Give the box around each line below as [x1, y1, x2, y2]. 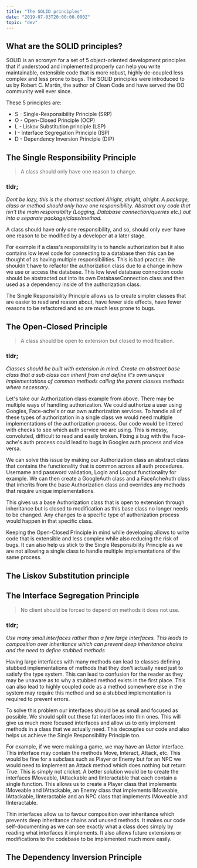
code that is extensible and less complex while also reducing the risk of [6, 535, 179, 542]
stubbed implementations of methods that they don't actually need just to [6, 664, 184, 671]
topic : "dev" [6, 19, 38, 25]
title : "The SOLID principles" [6, 8, 83, 15]
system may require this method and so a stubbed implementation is [6, 689, 172, 696]
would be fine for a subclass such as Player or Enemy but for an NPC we [6, 755, 181, 763]
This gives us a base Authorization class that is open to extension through [6, 499, 185, 506]
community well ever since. [6, 88, 72, 95]
